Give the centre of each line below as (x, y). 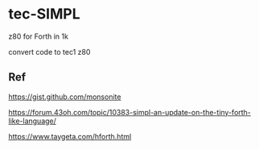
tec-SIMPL (44, 14)
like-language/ (32, 121)
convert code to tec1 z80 (49, 52)
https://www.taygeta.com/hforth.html (70, 136)
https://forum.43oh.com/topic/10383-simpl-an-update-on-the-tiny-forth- (130, 112)
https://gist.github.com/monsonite (65, 97)
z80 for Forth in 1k (38, 36)
